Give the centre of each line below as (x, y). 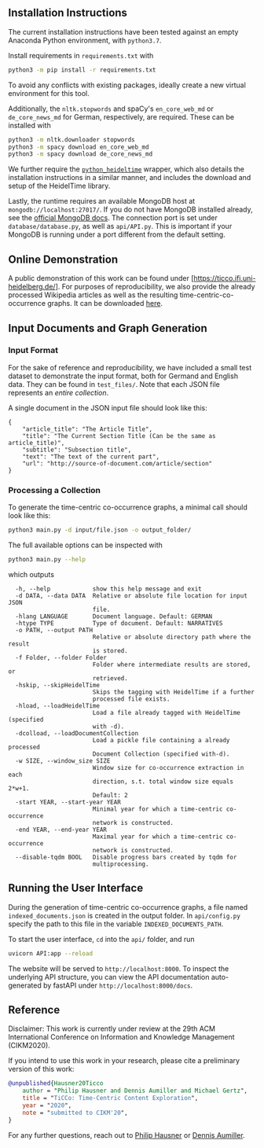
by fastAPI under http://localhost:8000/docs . (118, 985)
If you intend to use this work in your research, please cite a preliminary (124, 1061)
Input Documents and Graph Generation (108, 328)
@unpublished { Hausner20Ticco (56, 1084)
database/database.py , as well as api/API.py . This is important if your (120, 226)
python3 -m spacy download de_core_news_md (81, 154)
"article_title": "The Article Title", (88, 429)
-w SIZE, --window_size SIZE (63, 761)
